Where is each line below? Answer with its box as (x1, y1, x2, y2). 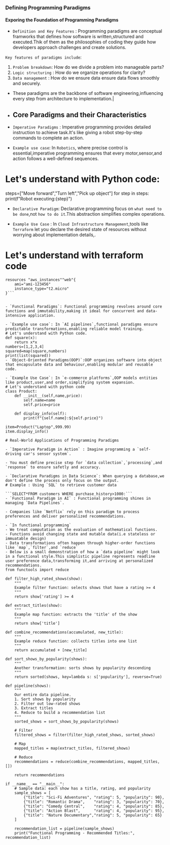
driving (5, 451, 22, 456)
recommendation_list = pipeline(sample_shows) (14, 826, 115, 831)
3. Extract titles (14, 705, 53, 710)
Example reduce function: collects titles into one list (14, 638, 138, 644)
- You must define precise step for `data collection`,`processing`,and (5, 460, 162, 465)
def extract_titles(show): (5, 603, 62, 608)
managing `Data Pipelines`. (5, 500, 65, 505)
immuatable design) (5, 536, 47, 541)
